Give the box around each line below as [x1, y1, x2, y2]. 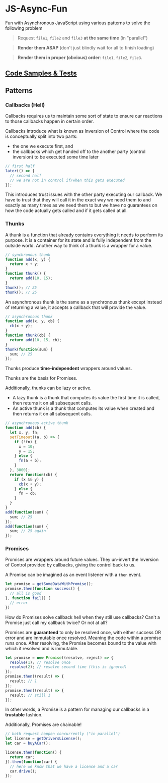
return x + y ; [10, 262, 39, 267]
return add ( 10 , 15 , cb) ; [10, 337, 62, 342]
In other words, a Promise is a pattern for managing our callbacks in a [5, 706, 149, 712]
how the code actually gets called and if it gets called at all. [5, 207, 128, 214]
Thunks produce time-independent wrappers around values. [5, 366, 132, 372]
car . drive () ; [10, 768, 37, 774]
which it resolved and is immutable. [5, 645, 79, 651]
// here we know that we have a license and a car [10, 764, 118, 769]
